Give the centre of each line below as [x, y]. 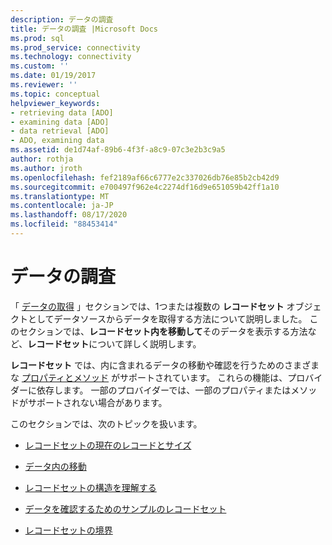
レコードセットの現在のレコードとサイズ [108, 445]
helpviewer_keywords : [55, 103]
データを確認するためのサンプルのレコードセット [125, 508]
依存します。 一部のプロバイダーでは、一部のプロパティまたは [164, 390]
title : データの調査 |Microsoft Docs [84, 29]
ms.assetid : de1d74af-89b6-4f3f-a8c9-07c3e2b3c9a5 [118, 150]
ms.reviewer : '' [44, 85]
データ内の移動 [55, 466]
